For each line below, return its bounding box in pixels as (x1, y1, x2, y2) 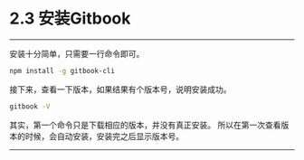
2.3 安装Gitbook (9, 8, 131, 29)
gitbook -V (9, 101, 51, 111)
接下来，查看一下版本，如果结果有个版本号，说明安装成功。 (9, 83, 232, 95)
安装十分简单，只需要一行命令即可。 (9, 48, 145, 59)
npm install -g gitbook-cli (9, 66, 116, 75)
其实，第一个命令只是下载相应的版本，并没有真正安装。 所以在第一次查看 (9, 119, 281, 130)
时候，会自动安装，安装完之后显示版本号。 (24, 130, 184, 141)
